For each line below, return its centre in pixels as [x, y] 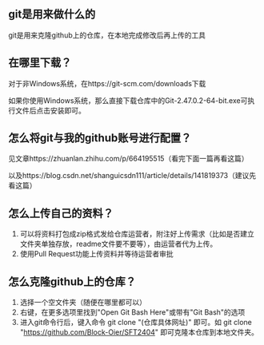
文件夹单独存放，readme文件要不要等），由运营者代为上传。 [118, 244]
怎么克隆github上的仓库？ [72, 282]
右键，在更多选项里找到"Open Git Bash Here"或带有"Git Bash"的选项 [132, 312]
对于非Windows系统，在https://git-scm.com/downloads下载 [107, 83]
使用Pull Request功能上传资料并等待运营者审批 [96, 254]
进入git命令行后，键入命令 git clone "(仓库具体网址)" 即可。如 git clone [136, 323]
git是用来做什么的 [52, 14]
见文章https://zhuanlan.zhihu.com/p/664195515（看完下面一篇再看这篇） [128, 159]
